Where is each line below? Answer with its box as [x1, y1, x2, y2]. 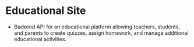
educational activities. [13, 35, 67, 42]
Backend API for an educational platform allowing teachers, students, [13, 23, 180, 30]
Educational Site [5, 4, 86, 17]
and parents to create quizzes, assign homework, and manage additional [13, 29, 189, 36]
